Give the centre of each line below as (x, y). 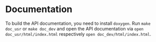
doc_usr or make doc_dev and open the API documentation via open (74, 28)
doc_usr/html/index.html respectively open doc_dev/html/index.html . (78, 34)
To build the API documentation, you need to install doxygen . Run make (78, 23)
